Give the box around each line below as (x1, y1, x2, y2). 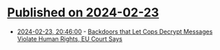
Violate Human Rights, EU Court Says (16, 34, 123, 42)
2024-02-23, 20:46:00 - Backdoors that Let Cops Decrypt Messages (16, 27, 213, 36)
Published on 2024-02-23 (7, 5, 160, 21)
